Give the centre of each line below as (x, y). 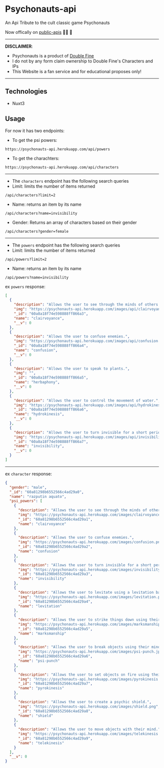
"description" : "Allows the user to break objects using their (84, 647)
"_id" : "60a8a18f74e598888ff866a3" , (51, 314)
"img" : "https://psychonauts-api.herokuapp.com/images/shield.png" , (89, 706)
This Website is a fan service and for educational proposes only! (77, 71)
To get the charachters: (36, 158)
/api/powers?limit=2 (26, 259)
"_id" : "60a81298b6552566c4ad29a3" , (55, 574)
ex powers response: (25, 286)
